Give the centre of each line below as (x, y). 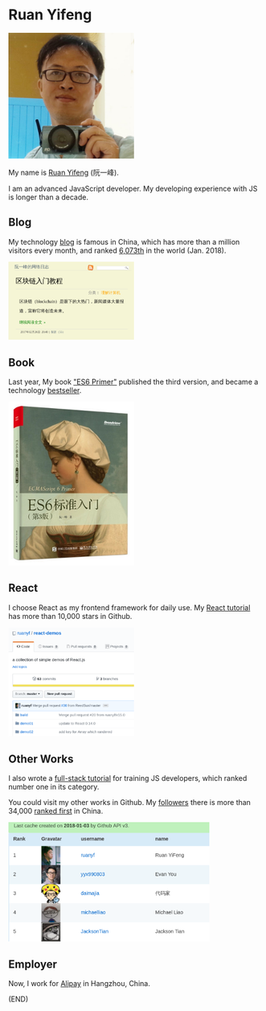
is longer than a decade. (48, 197)
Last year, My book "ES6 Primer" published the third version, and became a (133, 382)
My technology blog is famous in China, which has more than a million (124, 241)
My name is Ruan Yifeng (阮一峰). (63, 172)
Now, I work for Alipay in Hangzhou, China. (79, 984)
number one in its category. (54, 787)
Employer (33, 964)
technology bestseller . (45, 390)
